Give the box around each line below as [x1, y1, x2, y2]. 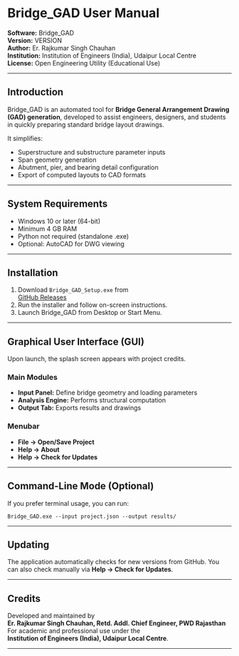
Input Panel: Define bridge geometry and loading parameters [17, 388, 198, 397]
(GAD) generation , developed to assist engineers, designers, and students [7, 113, 226, 121]
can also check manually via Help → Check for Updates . [7, 565, 174, 574]
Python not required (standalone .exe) [17, 231, 129, 240]
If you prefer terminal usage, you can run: [7, 499, 129, 507]
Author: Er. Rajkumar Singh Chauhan [7, 43, 116, 52]
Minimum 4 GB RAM [17, 224, 78, 233]
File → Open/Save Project [17, 437, 95, 446]
